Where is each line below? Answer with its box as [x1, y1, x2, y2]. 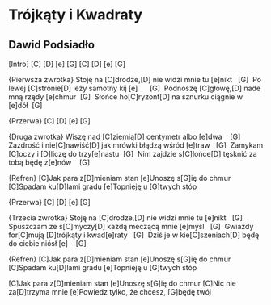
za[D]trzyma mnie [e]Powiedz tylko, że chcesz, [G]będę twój [8, 287, 212, 296]
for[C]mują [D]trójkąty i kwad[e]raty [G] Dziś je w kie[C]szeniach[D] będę [8, 230, 260, 240]
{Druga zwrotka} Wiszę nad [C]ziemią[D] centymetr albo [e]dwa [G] [8, 132, 241, 141]
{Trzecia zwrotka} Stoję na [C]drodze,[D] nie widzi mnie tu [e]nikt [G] [8, 213, 243, 223]
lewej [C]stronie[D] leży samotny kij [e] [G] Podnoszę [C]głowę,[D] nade [8, 83, 261, 93]
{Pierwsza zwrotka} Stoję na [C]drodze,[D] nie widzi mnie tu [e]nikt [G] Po [8, 75, 261, 84]
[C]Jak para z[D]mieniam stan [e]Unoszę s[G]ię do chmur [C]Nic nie [8, 278, 237, 288]
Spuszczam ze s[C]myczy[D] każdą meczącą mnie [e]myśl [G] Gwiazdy [8, 222, 254, 231]
